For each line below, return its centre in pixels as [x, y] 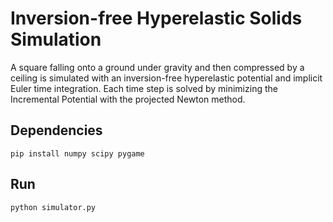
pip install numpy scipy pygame [77, 153]
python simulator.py [53, 207]
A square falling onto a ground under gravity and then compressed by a [157, 67]
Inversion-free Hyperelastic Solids [156, 18]
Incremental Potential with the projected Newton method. [128, 99]
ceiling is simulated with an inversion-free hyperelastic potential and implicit [166, 78]
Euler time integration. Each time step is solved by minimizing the [144, 88]
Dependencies [56, 130]
